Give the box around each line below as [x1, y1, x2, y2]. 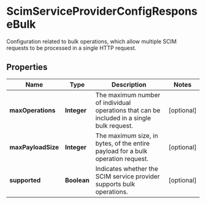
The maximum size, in [95, 131, 158, 139]
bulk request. [95, 121, 134, 130]
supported [9, 176, 41, 184]
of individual [95, 98, 131, 107]
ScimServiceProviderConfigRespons [6, 4, 198, 18]
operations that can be [95, 106, 161, 114]
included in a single [95, 114, 151, 122]
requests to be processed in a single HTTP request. [6, 44, 137, 52]
